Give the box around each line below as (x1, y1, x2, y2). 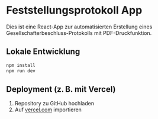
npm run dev (6, 67, 36, 74)
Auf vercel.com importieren (14, 106, 82, 113)
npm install (6, 62, 36, 68)
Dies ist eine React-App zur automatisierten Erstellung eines (6, 23, 153, 30)
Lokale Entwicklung (6, 47, 80, 57)
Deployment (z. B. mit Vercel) (6, 84, 116, 94)
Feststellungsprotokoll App (6, 4, 143, 17)
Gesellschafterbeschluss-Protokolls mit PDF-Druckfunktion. (6, 29, 152, 36)
